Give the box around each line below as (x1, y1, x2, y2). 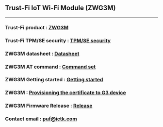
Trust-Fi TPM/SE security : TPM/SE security (5, 37, 111, 44)
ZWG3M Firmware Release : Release (5, 102, 93, 109)
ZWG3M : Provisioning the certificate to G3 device (5, 90, 126, 96)
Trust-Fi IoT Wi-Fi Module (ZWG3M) (5, 4, 116, 12)
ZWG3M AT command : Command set (5, 63, 96, 70)
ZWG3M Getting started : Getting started (5, 76, 103, 83)
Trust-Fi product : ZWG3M (5, 24, 69, 31)
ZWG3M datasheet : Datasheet (5, 50, 80, 57)
